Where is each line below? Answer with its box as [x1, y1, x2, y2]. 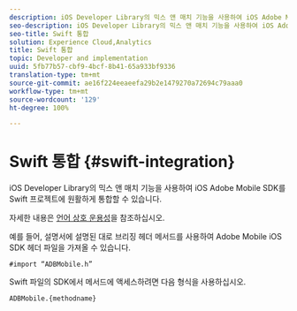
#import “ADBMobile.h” [9, 260, 93, 269]
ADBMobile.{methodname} [9, 294, 97, 303]
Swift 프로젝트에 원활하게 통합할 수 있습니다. [9, 193, 162, 204]
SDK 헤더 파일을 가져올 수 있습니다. [9, 242, 131, 253]
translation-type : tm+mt [9, 71, 101, 80]
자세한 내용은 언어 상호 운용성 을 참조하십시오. [9, 213, 165, 224]
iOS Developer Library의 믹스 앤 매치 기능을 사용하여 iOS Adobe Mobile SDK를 [9, 183, 286, 193]
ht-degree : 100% [9, 103, 69, 112]
